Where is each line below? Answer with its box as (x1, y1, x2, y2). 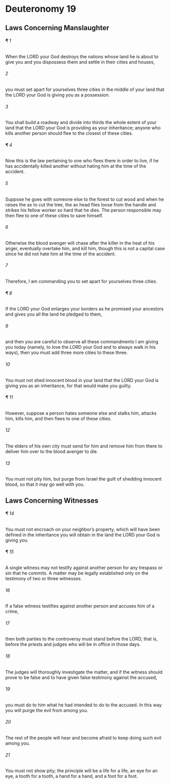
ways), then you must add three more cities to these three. (5, 349, 128, 355)
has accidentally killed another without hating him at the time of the (5, 163, 147, 169)
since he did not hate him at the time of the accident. (5, 251, 116, 257)
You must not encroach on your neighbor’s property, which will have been (5, 526, 160, 532)
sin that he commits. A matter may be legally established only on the (5, 570, 149, 576)
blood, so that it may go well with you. (5, 481, 85, 488)
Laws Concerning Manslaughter (5, 23, 109, 32)
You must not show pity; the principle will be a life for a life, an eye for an (5, 768, 158, 774)
